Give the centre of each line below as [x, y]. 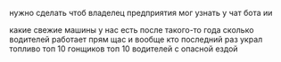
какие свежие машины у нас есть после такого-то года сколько [132, 30]
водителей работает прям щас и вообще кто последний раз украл [136, 39]
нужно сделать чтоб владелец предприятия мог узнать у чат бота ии [141, 13]
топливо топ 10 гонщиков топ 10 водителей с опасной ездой [124, 49]
